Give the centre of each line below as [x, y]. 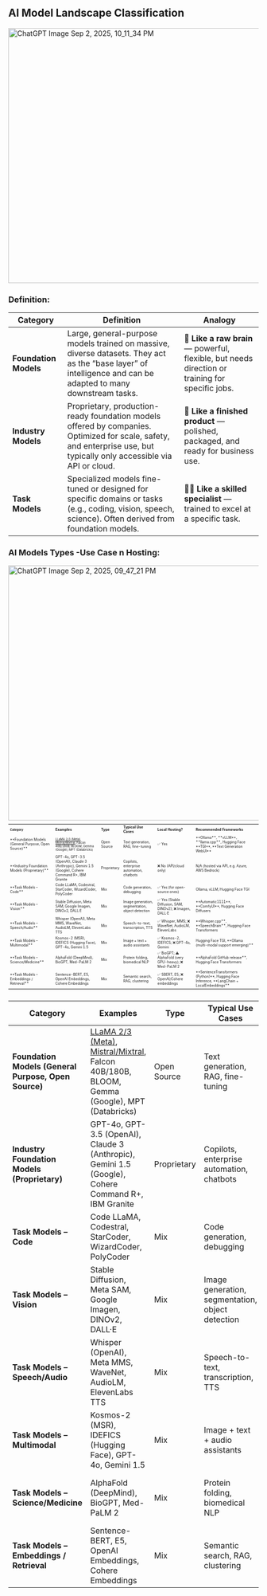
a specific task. [212, 519]
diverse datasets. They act [116, 354]
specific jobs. [209, 388]
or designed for [120, 489]
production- [136, 406]
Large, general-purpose [112, 334]
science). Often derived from [121, 519]
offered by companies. [109, 426]
